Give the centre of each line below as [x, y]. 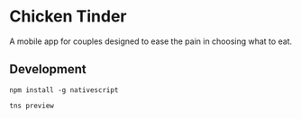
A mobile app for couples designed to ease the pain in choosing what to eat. [151, 41]
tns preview [32, 106]
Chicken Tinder [68, 17]
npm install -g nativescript [64, 90]
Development [48, 69]
